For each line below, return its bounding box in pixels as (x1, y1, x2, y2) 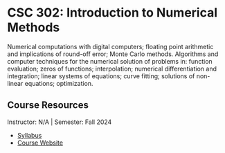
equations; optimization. (24, 79, 93, 87)
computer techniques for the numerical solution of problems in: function (7, 57, 213, 65)
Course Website (17, 138, 64, 147)
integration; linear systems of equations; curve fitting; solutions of (7, 71, 195, 80)
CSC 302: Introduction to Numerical (7, 5, 218, 21)
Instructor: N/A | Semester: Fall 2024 (7, 118, 112, 126)
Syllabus (17, 131, 42, 139)
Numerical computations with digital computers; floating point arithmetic (7, 42, 214, 51)
